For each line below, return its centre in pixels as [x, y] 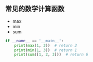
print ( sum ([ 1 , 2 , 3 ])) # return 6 [51, 55]
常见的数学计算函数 [35, 9]
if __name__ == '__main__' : [34, 41]
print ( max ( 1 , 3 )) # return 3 [46, 45]
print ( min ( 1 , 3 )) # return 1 [46, 50]
